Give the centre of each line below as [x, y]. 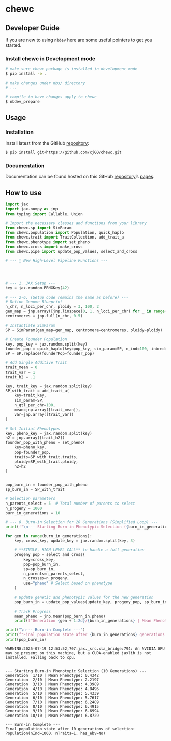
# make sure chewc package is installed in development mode [72, 69]
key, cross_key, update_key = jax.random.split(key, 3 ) [75, 541]
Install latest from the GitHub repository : [47, 143]
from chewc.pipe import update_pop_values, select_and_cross [72, 252]
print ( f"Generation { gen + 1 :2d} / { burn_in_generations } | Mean [83, 621]
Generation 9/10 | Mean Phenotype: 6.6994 [52, 711]
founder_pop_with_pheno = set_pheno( [45, 443]
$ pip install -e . [26, 74]
